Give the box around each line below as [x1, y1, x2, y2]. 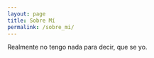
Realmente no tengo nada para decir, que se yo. [7, 43, 148, 52]
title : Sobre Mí [7, 17, 55, 24]
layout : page [7, 10, 46, 18]
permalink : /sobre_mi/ [7, 23, 75, 30]
